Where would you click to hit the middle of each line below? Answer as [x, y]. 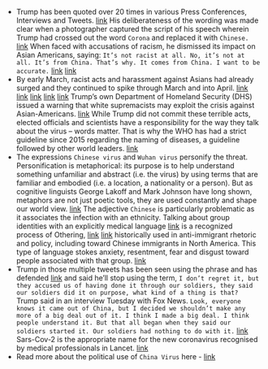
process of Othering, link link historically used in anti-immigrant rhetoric [136, 234]
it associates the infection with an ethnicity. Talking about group [123, 217]
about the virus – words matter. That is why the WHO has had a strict [131, 131]
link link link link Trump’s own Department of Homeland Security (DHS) [134, 96]
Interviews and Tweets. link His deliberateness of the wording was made [137, 20]
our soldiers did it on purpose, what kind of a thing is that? [127, 293]
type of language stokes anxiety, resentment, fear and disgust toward [132, 252]
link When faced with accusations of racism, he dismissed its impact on [136, 46]
